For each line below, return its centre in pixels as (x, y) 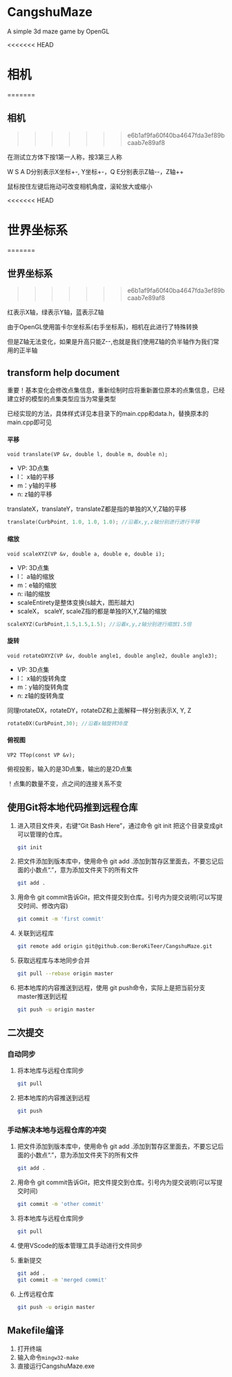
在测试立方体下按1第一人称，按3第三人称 (65, 157)
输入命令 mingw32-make (48, 1357)
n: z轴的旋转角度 (40, 695)
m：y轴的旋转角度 (43, 686)
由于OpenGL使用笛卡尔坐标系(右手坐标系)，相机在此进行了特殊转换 (103, 327)
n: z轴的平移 (35, 494)
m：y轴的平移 (37, 485)
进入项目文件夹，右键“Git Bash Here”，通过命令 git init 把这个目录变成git (120, 825)
